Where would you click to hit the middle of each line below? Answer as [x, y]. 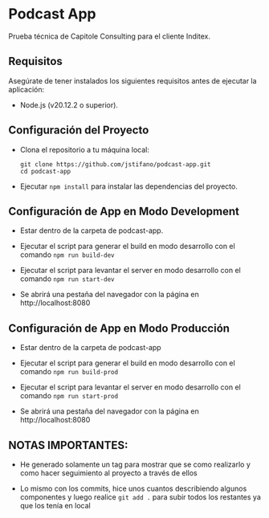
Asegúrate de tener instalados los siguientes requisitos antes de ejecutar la [132, 80]
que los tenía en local [55, 506]
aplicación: [26, 89]
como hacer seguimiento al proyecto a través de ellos [109, 473]
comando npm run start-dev [67, 279]
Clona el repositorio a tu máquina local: [85, 149]
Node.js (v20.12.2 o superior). [69, 104]
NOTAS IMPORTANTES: [68, 445]
